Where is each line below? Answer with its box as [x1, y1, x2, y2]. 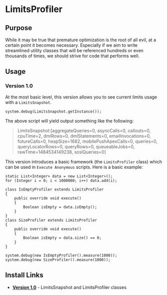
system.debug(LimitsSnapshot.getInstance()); [5, 109, 101, 114]
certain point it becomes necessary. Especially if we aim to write [5, 42, 137, 48]
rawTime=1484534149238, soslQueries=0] [17, 149, 106, 155]
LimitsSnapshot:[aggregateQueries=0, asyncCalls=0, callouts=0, [17, 127, 151, 134]
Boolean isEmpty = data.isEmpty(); [23, 205, 97, 210]
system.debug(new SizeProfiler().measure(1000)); [5, 257, 111, 262]
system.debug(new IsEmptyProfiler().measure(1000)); [5, 253, 117, 258]
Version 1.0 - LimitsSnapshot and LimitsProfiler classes [12, 284, 126, 290]
